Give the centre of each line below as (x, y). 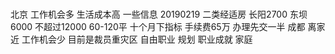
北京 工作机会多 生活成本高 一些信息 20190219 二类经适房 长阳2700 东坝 (159, 14)
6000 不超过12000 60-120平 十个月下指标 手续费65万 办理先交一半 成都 (158, 27)
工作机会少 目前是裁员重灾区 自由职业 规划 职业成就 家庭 (137, 39)
